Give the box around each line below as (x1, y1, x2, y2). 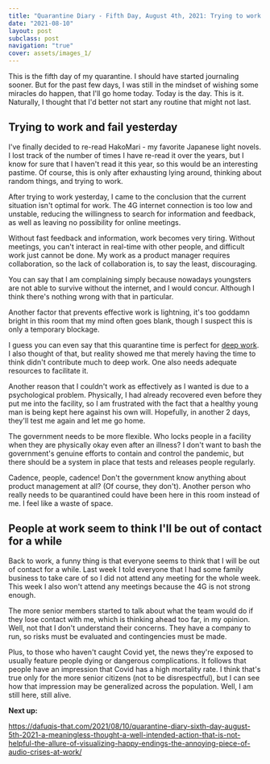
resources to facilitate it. (8, 365, 89, 375)
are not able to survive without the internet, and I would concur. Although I (8, 283, 255, 293)
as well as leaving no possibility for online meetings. (8, 217, 181, 227)
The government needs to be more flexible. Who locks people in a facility (8, 431, 251, 440)
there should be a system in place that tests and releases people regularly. (8, 457, 255, 466)
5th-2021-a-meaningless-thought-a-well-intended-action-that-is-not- (8, 729, 241, 739)
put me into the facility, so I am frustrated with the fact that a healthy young (8, 399, 259, 408)
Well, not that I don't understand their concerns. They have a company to (8, 623, 251, 632)
